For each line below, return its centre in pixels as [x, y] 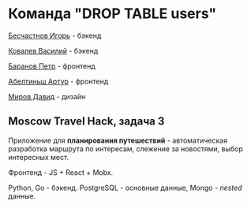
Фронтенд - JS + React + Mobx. [61, 172]
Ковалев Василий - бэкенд [53, 50]
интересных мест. [39, 157]
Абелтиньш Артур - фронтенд [58, 81]
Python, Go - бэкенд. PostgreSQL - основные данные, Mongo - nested [125, 188]
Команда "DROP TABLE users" [112, 14]
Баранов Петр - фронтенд [52, 66]
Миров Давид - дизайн [47, 96]
